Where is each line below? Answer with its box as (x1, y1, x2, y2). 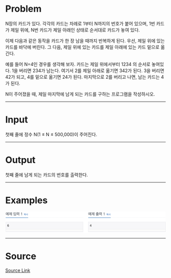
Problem (5, 3, 42, 15)
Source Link (5, 267, 31, 273)
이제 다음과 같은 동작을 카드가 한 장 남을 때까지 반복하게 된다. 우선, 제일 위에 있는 (5, 38, 165, 44)
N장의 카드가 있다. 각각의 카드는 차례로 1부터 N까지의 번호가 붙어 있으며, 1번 (5, 20, 155, 26)
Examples (5, 195, 48, 206)
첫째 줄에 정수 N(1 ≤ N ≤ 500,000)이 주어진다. (5, 131, 98, 137)
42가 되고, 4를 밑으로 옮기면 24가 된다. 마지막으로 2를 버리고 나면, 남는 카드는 (5, 74, 160, 80)
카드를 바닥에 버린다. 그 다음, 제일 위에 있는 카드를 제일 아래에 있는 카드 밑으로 (5, 44, 160, 50)
